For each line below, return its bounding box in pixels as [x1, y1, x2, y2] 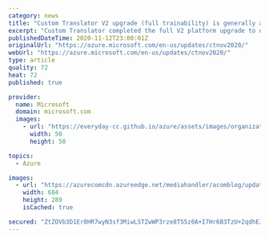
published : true [8, 78, 62, 86]
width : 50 [29, 130, 62, 138]
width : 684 [22, 188, 59, 196]
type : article [8, 57, 56, 65]
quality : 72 [8, 64, 48, 72]
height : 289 [22, 196, 62, 204]
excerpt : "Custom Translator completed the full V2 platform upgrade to [8, 26, 256, 34]
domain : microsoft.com [15, 108, 91, 116]
